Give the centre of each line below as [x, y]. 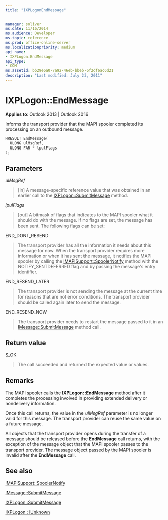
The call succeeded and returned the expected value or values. [83, 364]
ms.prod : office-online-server [38, 43]
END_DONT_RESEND [27, 236]
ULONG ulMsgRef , [27, 143]
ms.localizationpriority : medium [40, 47]
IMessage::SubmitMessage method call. [59, 327]
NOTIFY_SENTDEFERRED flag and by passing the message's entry [87, 267]
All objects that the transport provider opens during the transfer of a [76, 433]
